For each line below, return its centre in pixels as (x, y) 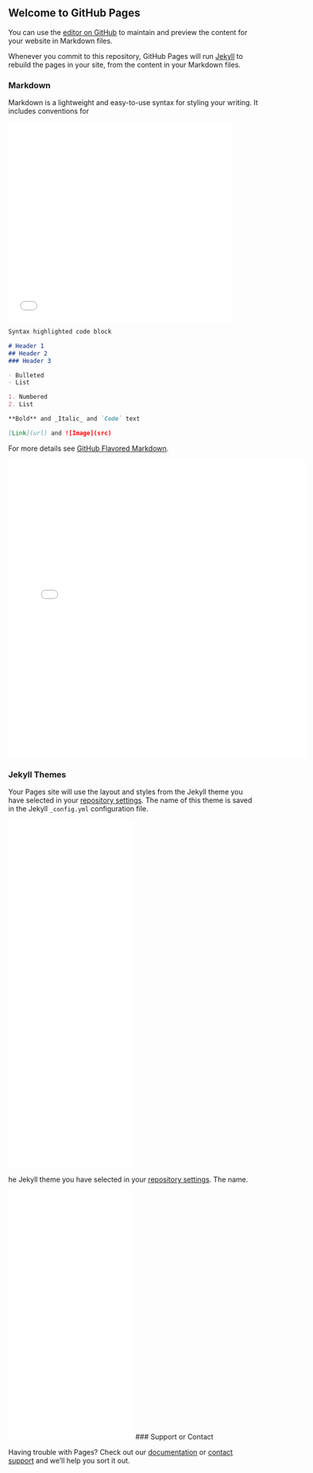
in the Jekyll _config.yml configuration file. (78, 809)
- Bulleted (26, 375)
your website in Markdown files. (60, 41)
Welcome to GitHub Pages (74, 13)
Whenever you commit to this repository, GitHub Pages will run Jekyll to (126, 56)
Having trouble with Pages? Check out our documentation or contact (120, 1452)
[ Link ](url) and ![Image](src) (60, 433)
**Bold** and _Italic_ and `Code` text (74, 419)
